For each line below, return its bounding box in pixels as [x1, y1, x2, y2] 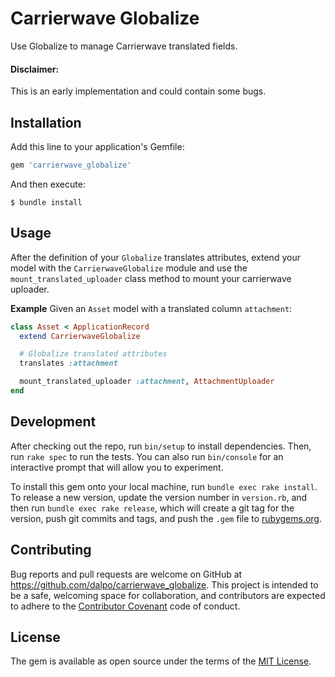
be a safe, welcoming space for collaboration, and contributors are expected [10, 589, 326, 601]
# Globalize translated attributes [19, 349, 168, 359]
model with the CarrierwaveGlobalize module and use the [10, 262, 248, 274]
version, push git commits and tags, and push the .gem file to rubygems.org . [10, 512, 323, 524]
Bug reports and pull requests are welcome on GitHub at [10, 568, 243, 580]
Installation [10, 114, 82, 131]
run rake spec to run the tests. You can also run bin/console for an [10, 450, 284, 462]
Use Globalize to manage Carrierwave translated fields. [10, 40, 238, 52]
